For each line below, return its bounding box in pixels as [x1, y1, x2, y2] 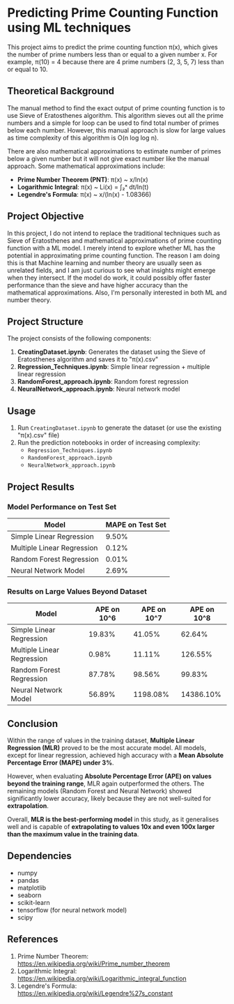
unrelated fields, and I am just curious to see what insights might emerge [7, 266, 216, 274]
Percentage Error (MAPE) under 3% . [7, 758, 114, 767]
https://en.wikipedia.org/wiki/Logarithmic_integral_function [17, 974, 187, 982]
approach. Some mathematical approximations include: [7, 162, 166, 170]
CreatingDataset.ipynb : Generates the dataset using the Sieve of [17, 347, 205, 357]
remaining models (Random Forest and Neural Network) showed [7, 786, 192, 795]
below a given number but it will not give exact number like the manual [7, 154, 210, 163]
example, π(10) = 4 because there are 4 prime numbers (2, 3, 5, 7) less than [7, 57, 224, 66]
